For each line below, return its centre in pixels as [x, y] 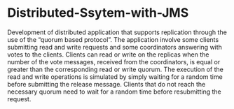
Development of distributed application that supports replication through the [117, 32]
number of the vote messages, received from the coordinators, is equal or [114, 61]
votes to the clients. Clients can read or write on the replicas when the [108, 54]
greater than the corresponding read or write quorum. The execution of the [116, 69]
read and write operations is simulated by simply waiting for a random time [115, 77]
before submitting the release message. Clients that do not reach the [106, 84]
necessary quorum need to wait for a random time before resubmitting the [115, 92]
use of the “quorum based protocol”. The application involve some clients [113, 39]
